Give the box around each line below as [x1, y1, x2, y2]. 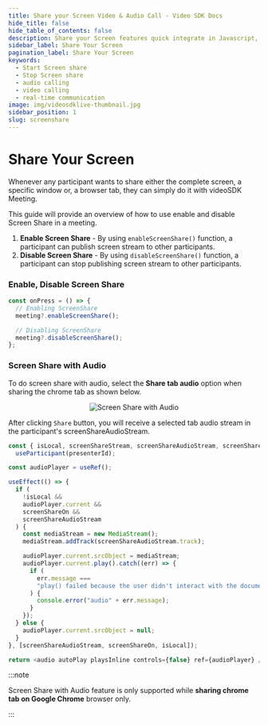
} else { [15, 619, 45, 627]
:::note [8, 670, 30, 680]
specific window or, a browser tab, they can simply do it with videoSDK [8, 185, 242, 194]
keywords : [8, 57, 41, 65]
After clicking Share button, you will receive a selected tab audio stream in [8, 418, 251, 427]
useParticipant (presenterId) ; [15, 449, 116, 457]
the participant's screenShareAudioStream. [8, 426, 150, 436]
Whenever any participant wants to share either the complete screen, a [8, 177, 242, 186]
